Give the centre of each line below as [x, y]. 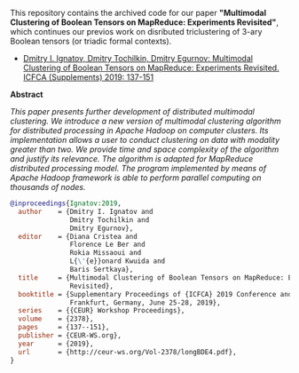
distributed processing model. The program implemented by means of [138, 168]
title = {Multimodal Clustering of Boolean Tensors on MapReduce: [151, 278]
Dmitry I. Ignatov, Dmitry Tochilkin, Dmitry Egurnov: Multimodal [138, 58]
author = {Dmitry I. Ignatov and [86, 211]
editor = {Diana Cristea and [78, 236]
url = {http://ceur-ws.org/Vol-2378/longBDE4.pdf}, [128, 352]
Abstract [27, 94]
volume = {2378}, [56, 319]
